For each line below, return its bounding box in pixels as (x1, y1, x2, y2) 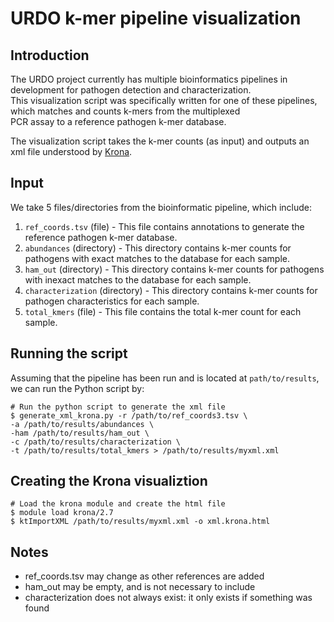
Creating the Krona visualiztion (10, 473, 208, 490)
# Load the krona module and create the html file (10, 499, 226, 509)
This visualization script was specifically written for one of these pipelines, (10, 95, 318, 106)
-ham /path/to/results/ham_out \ (10, 428, 150, 438)
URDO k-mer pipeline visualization (10, 7, 302, 30)
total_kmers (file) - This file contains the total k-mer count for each (24, 305, 302, 317)
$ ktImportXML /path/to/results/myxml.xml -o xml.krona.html (10, 517, 271, 527)
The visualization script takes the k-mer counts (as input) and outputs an (10, 135, 310, 147)
